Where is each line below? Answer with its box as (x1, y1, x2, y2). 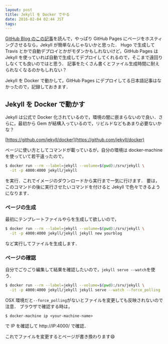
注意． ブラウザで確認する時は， (5, 303, 73, 309)
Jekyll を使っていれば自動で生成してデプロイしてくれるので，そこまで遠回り (5, 55, 163, 61)
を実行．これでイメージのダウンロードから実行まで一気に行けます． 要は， (5, 177, 160, 183)
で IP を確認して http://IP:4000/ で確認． (5, 322, 89, 328)
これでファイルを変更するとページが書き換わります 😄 (5, 333, 115, 339)
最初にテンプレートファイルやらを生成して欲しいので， (5, 216, 119, 222)
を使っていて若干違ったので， (5, 153, 67, 159)
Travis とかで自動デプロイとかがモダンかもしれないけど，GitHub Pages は (5, 48, 158, 54)
